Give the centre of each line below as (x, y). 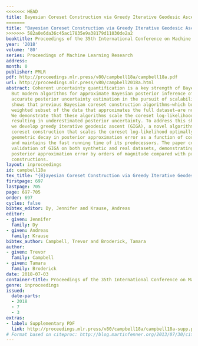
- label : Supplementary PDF (41, 323)
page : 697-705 (24, 192)
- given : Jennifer (29, 219)
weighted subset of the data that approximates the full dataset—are (98, 110)
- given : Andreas (27, 230)
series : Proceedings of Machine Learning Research (70, 55)
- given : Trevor (26, 252)
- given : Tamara (26, 263)
